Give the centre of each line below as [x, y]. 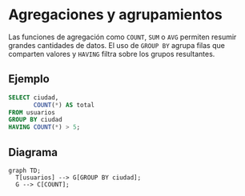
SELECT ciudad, [34, 98]
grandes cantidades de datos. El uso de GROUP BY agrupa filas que [117, 45]
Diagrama [33, 152]
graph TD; [25, 170]
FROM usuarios [32, 112]
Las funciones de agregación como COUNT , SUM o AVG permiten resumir [122, 37]
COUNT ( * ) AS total [64, 105]
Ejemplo [29, 79]
